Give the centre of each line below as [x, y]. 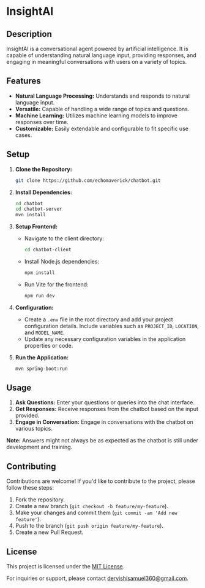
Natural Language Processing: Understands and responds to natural [102, 96]
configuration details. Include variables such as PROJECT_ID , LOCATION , [111, 326]
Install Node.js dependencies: [62, 261]
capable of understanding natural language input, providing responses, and [102, 55]
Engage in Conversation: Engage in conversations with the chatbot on [104, 422]
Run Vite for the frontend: [56, 284]
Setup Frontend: [36, 227]
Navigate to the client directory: [64, 238]
